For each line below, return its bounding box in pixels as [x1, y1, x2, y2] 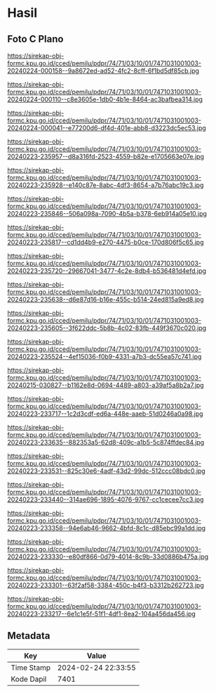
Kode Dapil [11, 674, 47, 684]
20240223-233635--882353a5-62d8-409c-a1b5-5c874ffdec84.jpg [7, 438, 205, 446]
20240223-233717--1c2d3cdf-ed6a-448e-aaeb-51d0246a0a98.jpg [7, 409, 203, 418]
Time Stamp [11, 663, 51, 673]
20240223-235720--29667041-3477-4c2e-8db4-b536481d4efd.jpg [7, 267, 207, 275]
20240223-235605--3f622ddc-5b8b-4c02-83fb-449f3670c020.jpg [7, 324, 207, 332]
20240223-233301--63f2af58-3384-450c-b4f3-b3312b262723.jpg [7, 581, 205, 589]
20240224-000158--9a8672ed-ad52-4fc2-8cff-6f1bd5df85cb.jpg [7, 67, 200, 75]
